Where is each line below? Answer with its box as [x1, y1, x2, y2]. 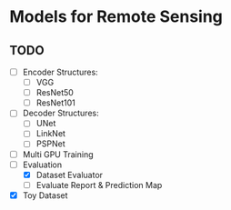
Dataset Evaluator [35, 169, 103, 180]
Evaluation [22, 159, 63, 170]
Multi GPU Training [22, 148, 94, 160]
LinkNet [35, 128, 66, 139]
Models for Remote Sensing [9, 6, 223, 27]
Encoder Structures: [22, 66, 98, 77]
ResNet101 [35, 97, 75, 108]
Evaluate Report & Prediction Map [35, 179, 163, 190]
